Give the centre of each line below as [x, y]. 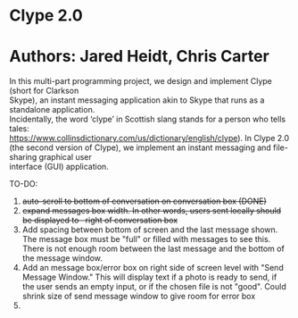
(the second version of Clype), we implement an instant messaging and [141, 147]
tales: [19, 129]
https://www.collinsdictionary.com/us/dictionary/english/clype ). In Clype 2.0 [149, 138]
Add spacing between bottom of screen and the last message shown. [150, 230]
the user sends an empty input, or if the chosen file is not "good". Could [154, 287]
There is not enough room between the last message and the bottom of [153, 249]
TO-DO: [24, 184]
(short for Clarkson [44, 91]
